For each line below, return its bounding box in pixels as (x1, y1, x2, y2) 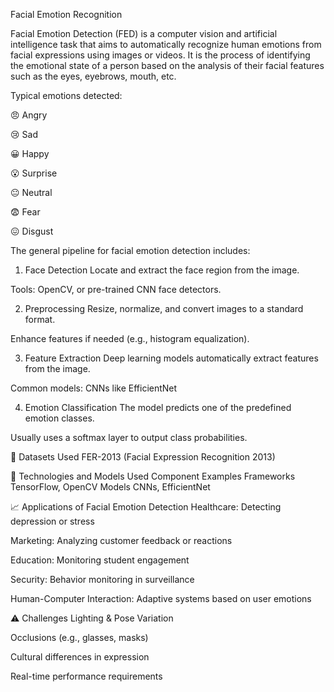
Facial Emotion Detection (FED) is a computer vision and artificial (10, 28, 278, 39)
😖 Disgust (10, 225, 54, 237)
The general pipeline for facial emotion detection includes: (10, 245, 251, 256)
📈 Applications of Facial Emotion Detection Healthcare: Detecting (10, 501, 282, 513)
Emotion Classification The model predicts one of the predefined (24, 402, 292, 413)
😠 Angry (10, 109, 48, 121)
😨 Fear (10, 206, 41, 218)
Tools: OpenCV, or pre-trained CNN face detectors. (10, 284, 222, 295)
